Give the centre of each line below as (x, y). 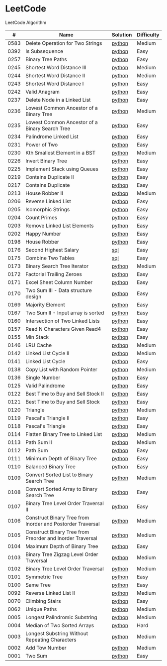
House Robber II (44, 193)
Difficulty (148, 34)
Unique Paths (41, 609)
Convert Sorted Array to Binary (62, 489)
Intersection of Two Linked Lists (63, 321)
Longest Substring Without (57, 633)
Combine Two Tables (50, 258)
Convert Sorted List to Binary (59, 475)
